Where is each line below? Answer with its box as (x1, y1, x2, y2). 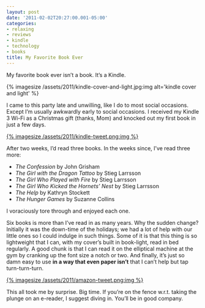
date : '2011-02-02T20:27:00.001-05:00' (6, 15, 108, 21)
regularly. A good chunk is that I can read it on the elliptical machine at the (6, 245, 194, 252)
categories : (6, 20, 37, 26)
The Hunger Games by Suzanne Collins (15, 195, 115, 202)
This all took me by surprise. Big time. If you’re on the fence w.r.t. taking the (6, 288, 197, 295)
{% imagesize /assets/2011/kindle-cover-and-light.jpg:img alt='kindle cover (6, 83, 197, 90)
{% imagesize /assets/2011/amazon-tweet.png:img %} (6, 276, 144, 284)
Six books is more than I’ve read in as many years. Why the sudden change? (6, 219, 199, 226)
